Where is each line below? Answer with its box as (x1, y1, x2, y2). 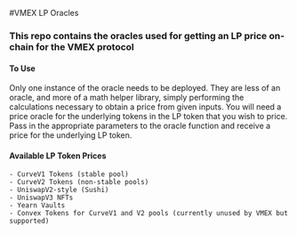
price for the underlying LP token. (9, 130, 132, 141)
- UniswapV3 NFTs (9, 193, 74, 203)
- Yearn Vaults (9, 201, 66, 210)
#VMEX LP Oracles (9, 8, 79, 18)
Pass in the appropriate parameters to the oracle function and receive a (9, 120, 271, 132)
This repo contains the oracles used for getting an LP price (9, 29, 268, 42)
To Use (9, 62, 36, 74)
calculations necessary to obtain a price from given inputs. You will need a (9, 101, 282, 112)
